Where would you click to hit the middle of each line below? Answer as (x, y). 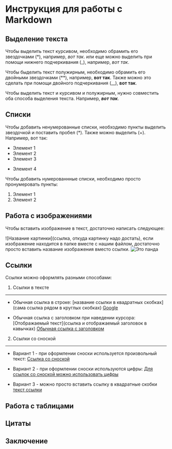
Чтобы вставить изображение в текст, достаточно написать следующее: (85, 228)
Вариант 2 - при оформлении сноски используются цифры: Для (83, 369)
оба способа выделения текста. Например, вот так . (62, 98)
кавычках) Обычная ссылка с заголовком (58, 329)
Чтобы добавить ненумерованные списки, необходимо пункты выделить (86, 127)
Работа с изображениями (49, 216)
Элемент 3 (25, 159)
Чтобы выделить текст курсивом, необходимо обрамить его (72, 51)
